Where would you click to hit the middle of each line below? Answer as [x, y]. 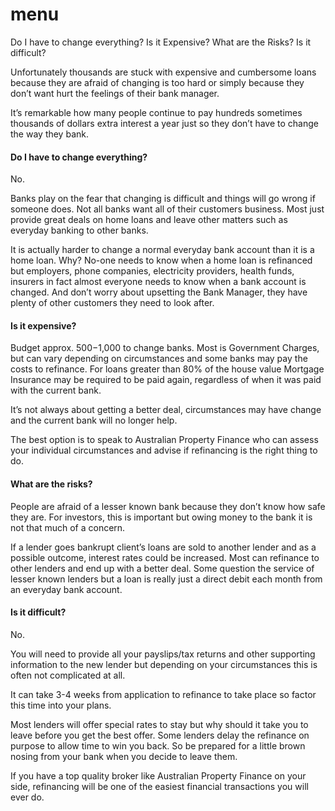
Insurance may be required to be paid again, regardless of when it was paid [166, 380]
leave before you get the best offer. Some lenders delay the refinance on [160, 735]
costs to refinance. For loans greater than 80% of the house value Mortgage [167, 369]
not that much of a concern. [68, 527]
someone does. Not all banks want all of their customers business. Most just [167, 209]
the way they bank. [49, 134]
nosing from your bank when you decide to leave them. [124, 756]
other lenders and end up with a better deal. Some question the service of [162, 568]
